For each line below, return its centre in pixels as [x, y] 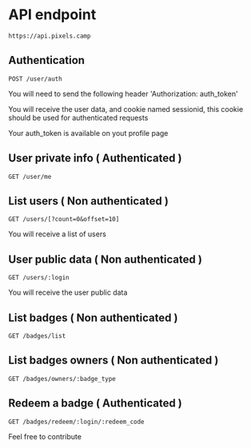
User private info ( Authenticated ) [95, 159]
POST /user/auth [35, 79]
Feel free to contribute [45, 436]
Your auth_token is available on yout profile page [88, 133]
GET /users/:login [39, 278]
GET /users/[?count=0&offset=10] [64, 220]
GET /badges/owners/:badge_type [62, 379]
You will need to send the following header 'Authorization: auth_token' [123, 93]
